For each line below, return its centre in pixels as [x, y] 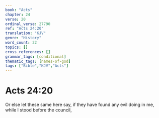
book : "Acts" [19, 10]
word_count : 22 [21, 43]
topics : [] [17, 47]
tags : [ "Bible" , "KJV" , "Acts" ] [37, 66]
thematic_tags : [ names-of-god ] [38, 61]
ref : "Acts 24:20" [24, 29]
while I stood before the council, [38, 110]
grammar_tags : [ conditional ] [36, 56]
